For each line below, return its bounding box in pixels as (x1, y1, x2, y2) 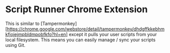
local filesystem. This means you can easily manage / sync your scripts (5, 37, 156, 43)
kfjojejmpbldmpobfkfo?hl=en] (5, 31, 68, 37)
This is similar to (5, 20, 40, 26)
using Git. (5, 42, 26, 48)
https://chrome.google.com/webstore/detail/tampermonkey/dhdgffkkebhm (7, 25, 165, 32)
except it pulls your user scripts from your (69, 31, 157, 37)
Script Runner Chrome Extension (5, 4, 148, 15)
